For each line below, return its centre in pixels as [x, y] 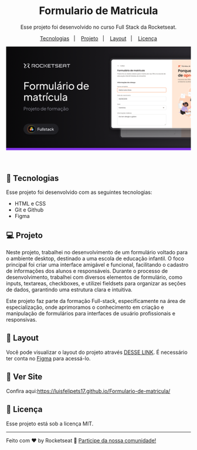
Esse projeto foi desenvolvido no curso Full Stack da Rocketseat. [98, 27]
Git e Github [29, 210]
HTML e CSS [30, 204]
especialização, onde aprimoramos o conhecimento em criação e [85, 307]
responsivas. [21, 320]
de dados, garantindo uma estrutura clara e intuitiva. [69, 290]
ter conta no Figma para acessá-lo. [48, 358]
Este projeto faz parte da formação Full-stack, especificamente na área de [96, 301]
